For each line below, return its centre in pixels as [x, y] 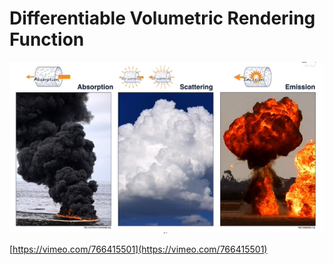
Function [47, 39]
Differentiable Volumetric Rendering [162, 18]
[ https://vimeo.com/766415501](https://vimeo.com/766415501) [138, 249]
